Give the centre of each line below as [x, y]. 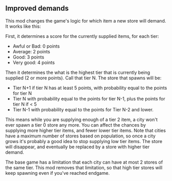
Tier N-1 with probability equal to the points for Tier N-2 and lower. [83, 109]
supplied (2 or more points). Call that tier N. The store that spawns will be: [83, 78]
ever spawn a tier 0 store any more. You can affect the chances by [76, 125]
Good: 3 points [28, 57]
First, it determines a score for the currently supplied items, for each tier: [82, 36]
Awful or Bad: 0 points [36, 46]
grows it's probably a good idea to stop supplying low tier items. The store [84, 141]
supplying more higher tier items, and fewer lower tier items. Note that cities [85, 130]
